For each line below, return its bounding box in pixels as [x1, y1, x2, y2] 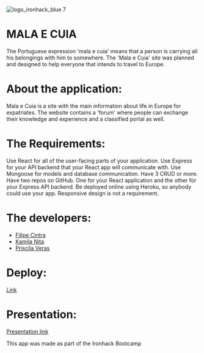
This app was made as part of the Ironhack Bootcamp [6, 340, 142, 347]
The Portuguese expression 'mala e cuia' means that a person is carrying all [6, 47, 198, 55]
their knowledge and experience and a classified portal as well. [6, 115, 165, 123]
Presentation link [6, 328, 49, 335]
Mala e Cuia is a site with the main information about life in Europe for [6, 102, 181, 110]
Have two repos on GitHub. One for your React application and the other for [6, 176, 197, 184]
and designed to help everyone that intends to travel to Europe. [6, 60, 166, 67]
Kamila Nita [15, 238, 45, 245]
